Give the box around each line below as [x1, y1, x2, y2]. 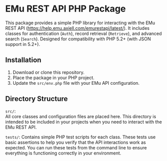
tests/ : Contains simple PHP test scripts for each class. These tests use [5, 134, 156, 140]
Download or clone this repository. [12, 69, 85, 75]
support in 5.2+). [5, 41, 40, 47]
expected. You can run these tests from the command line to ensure [5, 144, 147, 150]
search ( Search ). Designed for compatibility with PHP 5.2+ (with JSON [5, 36, 151, 42]
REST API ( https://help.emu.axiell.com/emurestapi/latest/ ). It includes [5, 25, 150, 31]
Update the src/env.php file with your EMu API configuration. [12, 80, 140, 86]
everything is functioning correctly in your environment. [5, 150, 121, 156]
